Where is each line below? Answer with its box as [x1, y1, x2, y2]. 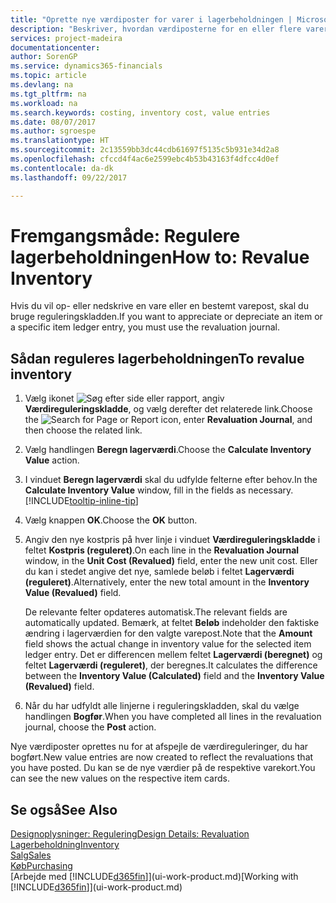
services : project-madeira [10, 33, 123, 43]
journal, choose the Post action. [24, 721, 157, 733]
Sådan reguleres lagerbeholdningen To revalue [10, 350, 305, 367]
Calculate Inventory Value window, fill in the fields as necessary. [24, 484, 294, 496]
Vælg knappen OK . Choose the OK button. [24, 514, 198, 526]
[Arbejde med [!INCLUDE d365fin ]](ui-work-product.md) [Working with [10, 871, 299, 883]
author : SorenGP [10, 52, 78, 62]
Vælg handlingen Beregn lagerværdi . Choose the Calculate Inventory [24, 444, 312, 456]
